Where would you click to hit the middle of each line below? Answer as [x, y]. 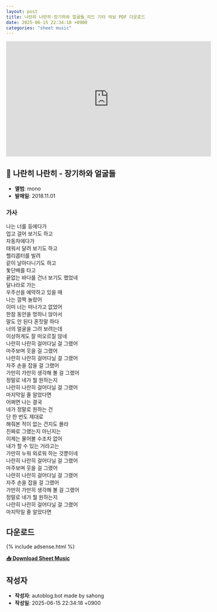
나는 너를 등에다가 [26, 227]
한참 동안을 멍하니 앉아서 [34, 314]
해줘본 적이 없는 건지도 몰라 [37, 424]
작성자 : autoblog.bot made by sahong [59, 596]
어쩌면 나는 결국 [24, 402]
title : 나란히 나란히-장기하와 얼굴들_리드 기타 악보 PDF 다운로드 [76, 17]
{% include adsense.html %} [40, 547]
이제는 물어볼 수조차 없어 [34, 439]
